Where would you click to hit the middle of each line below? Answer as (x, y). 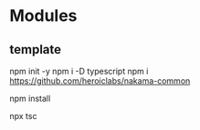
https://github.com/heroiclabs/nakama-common (100, 81)
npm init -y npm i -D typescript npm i (79, 71)
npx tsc (23, 116)
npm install (30, 98)
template (36, 50)
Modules (43, 16)
